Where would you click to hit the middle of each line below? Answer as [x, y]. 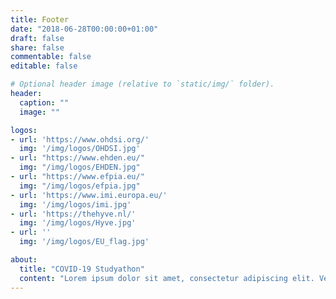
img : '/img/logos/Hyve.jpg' [78, 223]
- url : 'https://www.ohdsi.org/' [80, 139]
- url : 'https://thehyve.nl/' [73, 214]
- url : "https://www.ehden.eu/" [77, 158]
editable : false [44, 66]
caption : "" [44, 102]
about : [24, 260]
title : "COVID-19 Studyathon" [82, 269]
